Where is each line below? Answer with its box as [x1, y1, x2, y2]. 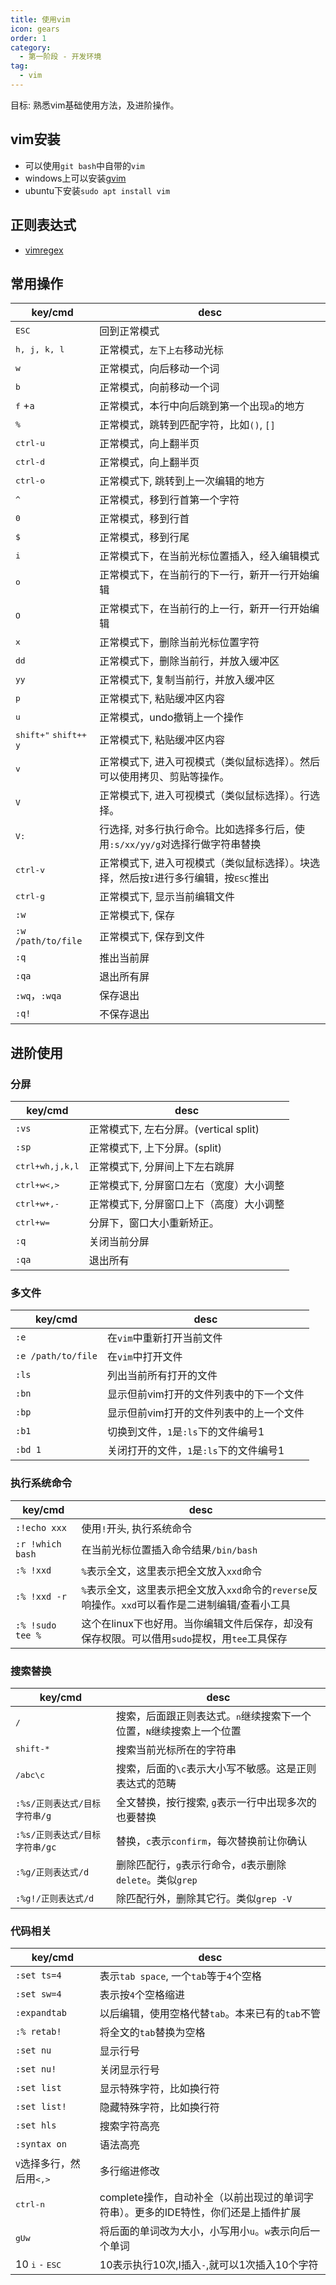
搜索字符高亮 [99, 2119, 160, 2133]
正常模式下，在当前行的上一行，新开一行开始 [99, 602, 310, 616]
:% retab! [15, 2026, 62, 2038]
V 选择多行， [15, 2157, 71, 2171]
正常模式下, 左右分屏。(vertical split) [88, 1122, 260, 1136]
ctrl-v [15, 864, 45, 875]
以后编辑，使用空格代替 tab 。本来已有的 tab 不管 [99, 2007, 321, 2021]
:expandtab [15, 2007, 67, 2019]
